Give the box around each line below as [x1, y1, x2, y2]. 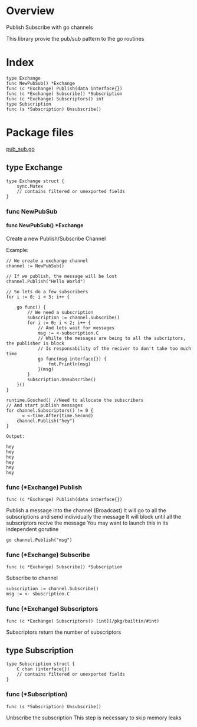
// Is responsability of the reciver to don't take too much [37, 345, 192, 352]
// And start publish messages [6, 402, 83, 408]
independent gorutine [6, 526, 59, 533]
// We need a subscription [27, 309, 94, 315]
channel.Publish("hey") [17, 418, 75, 424]
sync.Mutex [17, 183, 44, 189]
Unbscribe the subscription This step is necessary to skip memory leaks [6, 714, 182, 721]
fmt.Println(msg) [48, 361, 91, 367]
